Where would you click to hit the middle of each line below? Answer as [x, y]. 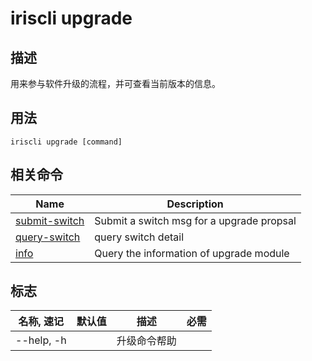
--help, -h [41, 340]
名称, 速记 [41, 322]
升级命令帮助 [146, 341]
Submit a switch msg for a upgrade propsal [195, 220]
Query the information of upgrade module [192, 253]
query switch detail [139, 237]
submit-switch [50, 220]
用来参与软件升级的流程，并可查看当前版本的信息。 [115, 83]
